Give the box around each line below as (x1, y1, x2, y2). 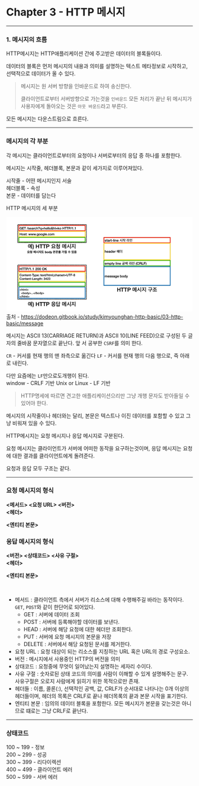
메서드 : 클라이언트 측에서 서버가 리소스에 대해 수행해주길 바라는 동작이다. (14, 596, 184, 603)
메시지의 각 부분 (6, 137, 49, 145)
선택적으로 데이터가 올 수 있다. (6, 70, 76, 77)
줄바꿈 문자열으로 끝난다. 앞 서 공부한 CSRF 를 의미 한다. (17, 339, 143, 346)
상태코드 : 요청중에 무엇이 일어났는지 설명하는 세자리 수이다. (14, 663, 153, 670)
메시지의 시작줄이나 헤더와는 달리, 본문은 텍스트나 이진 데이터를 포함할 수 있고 (6, 412, 185, 419)
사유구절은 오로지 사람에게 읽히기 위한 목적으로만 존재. (14, 677, 140, 685)
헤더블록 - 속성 (6, 184, 40, 192)
